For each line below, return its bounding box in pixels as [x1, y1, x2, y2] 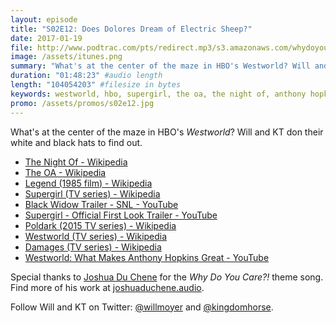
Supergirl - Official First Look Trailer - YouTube [24, 209, 218, 221]
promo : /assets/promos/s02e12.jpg [10, 98, 155, 108]
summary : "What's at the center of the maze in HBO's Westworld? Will [10, 61, 311, 71]
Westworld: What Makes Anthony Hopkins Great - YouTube [24, 251, 270, 263]
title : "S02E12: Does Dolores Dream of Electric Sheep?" [10, 24, 253, 34]
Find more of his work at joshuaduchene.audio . [10, 281, 205, 293]
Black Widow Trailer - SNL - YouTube [24, 198, 179, 210]
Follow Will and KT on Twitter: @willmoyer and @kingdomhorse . [10, 301, 274, 313]
